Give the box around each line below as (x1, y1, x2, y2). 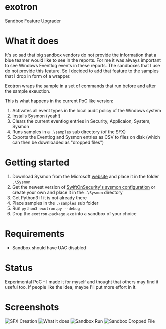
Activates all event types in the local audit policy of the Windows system (12, 107, 161, 113)
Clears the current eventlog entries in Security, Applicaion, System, (12, 118, 151, 124)
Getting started (5, 157, 70, 168)
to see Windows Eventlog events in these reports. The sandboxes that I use (5, 62, 160, 68)
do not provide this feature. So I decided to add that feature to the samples (5, 68, 159, 74)
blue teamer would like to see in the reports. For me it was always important (5, 57, 161, 63)
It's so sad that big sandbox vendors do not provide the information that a (5, 52, 157, 58)
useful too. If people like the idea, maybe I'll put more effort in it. (5, 284, 137, 290)
